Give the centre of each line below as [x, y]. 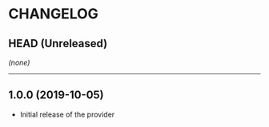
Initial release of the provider [67, 114]
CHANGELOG [53, 14]
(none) [19, 62]
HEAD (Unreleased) [58, 44]
